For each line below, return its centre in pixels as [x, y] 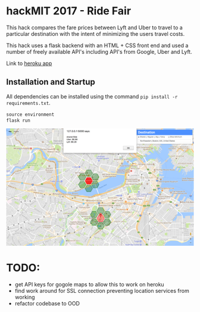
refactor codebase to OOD [47, 303]
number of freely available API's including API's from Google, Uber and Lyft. [99, 51]
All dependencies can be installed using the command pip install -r [92, 96]
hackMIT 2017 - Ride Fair [69, 11]
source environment [30, 115]
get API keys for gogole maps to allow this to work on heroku [90, 284]
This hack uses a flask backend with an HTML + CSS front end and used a [97, 45]
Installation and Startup [51, 82]
